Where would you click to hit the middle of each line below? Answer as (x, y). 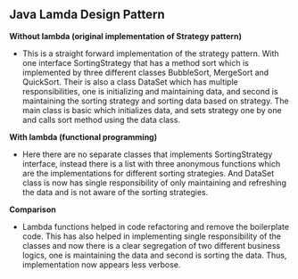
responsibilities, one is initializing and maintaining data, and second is (150, 91)
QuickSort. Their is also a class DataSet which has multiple (130, 82)
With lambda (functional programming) (83, 136)
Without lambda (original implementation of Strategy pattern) (126, 36)
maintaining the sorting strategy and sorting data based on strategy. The (155, 101)
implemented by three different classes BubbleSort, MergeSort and (145, 72)
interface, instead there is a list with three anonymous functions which (151, 163)
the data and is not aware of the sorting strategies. (115, 192)
